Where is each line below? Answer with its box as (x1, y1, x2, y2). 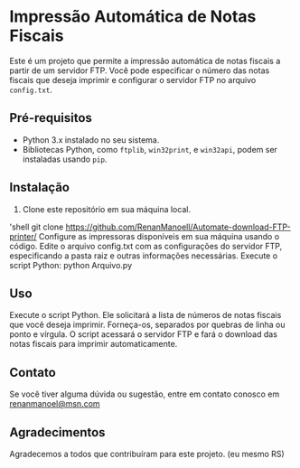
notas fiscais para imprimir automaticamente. (9, 339, 178, 350)
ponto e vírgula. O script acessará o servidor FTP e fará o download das (9, 329, 278, 340)
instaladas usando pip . (22, 154, 108, 164)
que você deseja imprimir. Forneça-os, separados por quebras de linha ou (9, 319, 286, 331)
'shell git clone (9, 221, 64, 232)
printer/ (9, 230, 38, 241)
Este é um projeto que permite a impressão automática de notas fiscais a (9, 55, 281, 66)
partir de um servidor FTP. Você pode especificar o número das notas (9, 65, 270, 76)
